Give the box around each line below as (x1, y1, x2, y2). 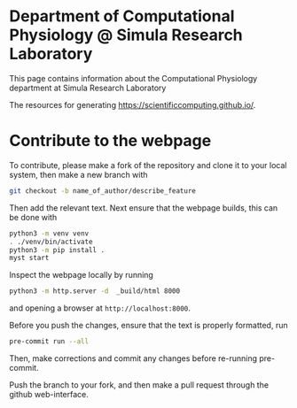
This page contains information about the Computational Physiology (9, 73, 258, 83)
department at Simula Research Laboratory (9, 82, 167, 93)
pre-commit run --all (9, 337, 90, 346)
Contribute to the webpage (9, 131, 212, 151)
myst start (9, 254, 50, 263)
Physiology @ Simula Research (9, 25, 244, 45)
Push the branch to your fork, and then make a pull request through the (9, 380, 269, 390)
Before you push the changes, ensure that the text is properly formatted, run (9, 320, 288, 331)
